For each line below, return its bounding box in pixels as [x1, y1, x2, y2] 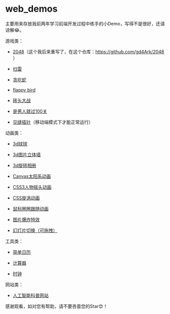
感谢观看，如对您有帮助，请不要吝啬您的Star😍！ [5, 303, 108, 309]
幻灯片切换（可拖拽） [12, 227, 58, 233]
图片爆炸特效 [12, 216, 40, 222]
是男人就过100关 [12, 108, 47, 114]
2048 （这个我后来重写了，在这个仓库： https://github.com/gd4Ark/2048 [12, 48, 164, 55]
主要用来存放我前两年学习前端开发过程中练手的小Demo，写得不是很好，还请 [5, 20, 165, 27]
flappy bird [12, 87, 36, 93]
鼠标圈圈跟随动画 [12, 205, 49, 212]
